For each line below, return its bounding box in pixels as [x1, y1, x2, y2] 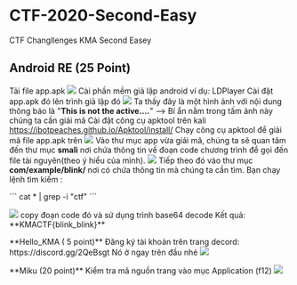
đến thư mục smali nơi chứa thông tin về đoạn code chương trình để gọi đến [9, 144, 289, 155]
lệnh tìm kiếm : [9, 174, 63, 184]
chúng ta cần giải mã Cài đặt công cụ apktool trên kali [9, 115, 206, 126]
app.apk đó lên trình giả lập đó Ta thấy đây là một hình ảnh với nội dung [9, 95, 283, 107]
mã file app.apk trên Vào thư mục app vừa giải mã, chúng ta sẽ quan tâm [9, 134, 286, 145]
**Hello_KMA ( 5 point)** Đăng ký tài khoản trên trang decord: [9, 236, 240, 247]
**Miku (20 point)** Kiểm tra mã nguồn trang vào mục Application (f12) [9, 265, 273, 276]
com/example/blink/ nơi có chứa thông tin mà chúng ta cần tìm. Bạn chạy [9, 164, 281, 175]
